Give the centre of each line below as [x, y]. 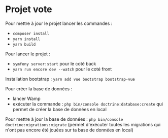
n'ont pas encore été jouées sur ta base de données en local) [69, 130]
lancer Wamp [26, 98]
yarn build [24, 44]
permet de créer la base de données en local [59, 109]
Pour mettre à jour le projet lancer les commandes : [59, 23]
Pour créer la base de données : [39, 89]
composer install [31, 33]
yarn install [26, 39]
